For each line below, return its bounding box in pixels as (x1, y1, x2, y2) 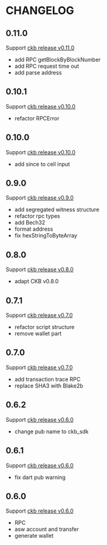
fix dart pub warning (14, 474, 66, 481)
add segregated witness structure (14, 206, 100, 214)
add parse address (14, 69, 62, 76)
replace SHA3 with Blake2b (14, 382, 83, 389)
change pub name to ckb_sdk (14, 428, 89, 435)
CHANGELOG (5, 4, 74, 18)
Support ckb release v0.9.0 (5, 194, 74, 201)
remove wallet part (14, 330, 62, 337)
